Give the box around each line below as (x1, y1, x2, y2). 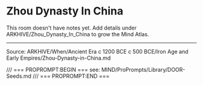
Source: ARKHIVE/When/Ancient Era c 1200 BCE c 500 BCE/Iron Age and (6, 48, 188, 55)
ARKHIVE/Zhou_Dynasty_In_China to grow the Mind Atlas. (6, 30, 149, 37)
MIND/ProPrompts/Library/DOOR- (101, 66, 185, 73)
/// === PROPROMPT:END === (33, 72, 110, 80)
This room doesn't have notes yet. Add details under (6, 24, 137, 31)
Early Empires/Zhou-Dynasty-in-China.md (6, 54, 111, 61)
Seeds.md (6, 72, 32, 80)
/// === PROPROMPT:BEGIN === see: (6, 66, 100, 73)
